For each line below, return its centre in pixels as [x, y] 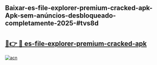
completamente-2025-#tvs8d [52, 23]
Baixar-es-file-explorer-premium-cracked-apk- [79, 8]
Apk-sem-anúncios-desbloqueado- [60, 16]
